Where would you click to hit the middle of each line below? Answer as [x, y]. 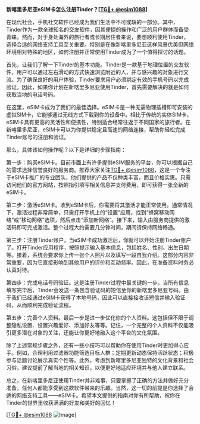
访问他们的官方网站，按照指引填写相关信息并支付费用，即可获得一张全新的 [97, 185]
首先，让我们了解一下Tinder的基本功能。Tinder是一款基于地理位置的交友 [95, 64]
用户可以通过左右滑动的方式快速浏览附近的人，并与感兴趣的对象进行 [100, 72]
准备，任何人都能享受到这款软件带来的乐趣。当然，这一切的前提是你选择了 [97, 388]
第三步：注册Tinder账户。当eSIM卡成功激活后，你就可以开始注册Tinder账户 [99, 240]
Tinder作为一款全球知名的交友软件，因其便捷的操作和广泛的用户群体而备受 [98, 30]
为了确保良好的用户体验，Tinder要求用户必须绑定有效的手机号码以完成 [103, 79]
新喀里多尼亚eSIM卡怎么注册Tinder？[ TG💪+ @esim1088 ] [77, 9]
